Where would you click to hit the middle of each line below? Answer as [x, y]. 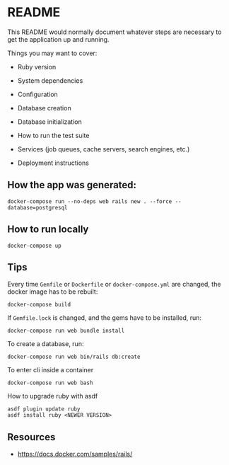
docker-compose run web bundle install [66, 331]
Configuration [37, 94]
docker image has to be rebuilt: [53, 292]
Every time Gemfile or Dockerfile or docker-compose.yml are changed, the [114, 285]
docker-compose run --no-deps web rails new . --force [90, 201]
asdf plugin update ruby [44, 409]
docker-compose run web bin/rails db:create [74, 357]
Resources [31, 437]
